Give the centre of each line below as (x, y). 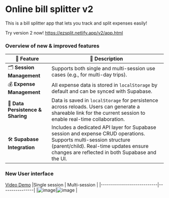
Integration (21, 147)
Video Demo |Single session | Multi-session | (52, 184)
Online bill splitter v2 (49, 9)
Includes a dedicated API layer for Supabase (104, 127)
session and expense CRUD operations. (98, 134)
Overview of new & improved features (52, 46)
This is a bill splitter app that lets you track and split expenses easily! (76, 23)
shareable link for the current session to (99, 113)
